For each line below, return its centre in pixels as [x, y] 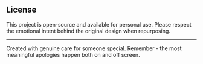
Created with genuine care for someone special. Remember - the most [94, 48]
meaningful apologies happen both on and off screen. [73, 54]
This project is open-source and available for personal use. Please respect [99, 24]
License [21, 10]
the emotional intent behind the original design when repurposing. [89, 31]
